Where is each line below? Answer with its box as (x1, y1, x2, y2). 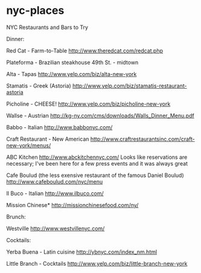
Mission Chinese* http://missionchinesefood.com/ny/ (6, 201, 139, 208)
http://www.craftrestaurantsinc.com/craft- (90, 135, 195, 143)
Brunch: (6, 213, 26, 220)
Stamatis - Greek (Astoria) (6, 82, 71, 89)
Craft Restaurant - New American (6, 135, 89, 143)
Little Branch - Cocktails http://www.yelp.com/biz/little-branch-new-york (6, 260, 188, 267)
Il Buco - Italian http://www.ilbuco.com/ (6, 190, 104, 197)
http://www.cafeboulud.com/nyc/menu (6, 178, 103, 185)
